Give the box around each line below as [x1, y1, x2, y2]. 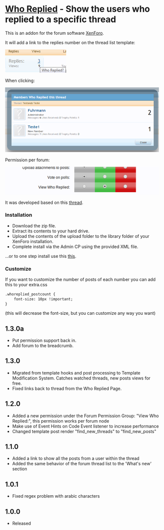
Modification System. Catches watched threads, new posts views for [12, 375, 151, 381]
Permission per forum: [5, 157, 50, 163]
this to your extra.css [5, 282, 48, 288]
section [12, 466, 27, 472]
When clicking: [5, 77, 35, 83]
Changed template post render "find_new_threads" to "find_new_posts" [12, 428, 157, 434]
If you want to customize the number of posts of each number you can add [5, 277, 156, 282]
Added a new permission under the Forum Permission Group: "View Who [12, 413, 159, 419]
